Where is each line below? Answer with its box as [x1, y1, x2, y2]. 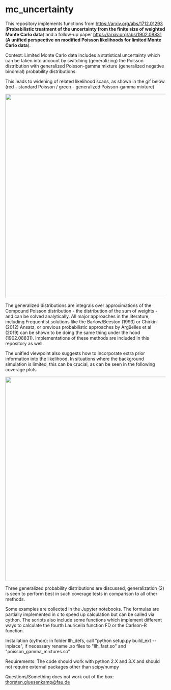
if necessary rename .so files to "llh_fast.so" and [24, 643, 126, 649]
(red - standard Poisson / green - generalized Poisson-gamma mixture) [5, 83, 155, 90]
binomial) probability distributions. [5, 68, 77, 75]
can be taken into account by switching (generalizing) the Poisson [5, 57, 144, 63]
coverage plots [5, 366, 37, 372]
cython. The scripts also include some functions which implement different [5, 616, 162, 623]
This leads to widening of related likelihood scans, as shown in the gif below [5, 78, 165, 84]
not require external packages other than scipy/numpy [5, 663, 119, 670]
